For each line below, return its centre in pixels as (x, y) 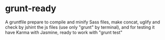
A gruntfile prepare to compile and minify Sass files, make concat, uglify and (82, 22)
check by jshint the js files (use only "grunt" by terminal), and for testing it (80, 27)
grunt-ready (31, 9)
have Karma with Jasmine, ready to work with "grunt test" (64, 32)
